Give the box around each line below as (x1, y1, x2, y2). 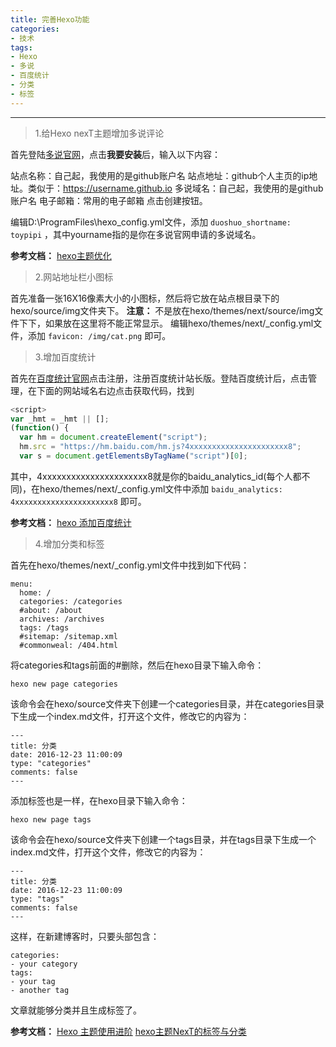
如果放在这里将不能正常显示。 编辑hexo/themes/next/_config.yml (44, 317, 314, 329)
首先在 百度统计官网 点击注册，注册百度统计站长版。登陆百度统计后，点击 (10, 372, 308, 384)
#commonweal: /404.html (19, 640, 118, 650)
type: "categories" (10, 758, 92, 768)
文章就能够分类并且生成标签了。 (10, 1004, 142, 1016)
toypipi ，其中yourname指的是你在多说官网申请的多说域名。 (10, 228, 262, 240)
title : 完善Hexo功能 (10, 14, 90, 25)
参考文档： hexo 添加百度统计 (10, 516, 132, 528)
